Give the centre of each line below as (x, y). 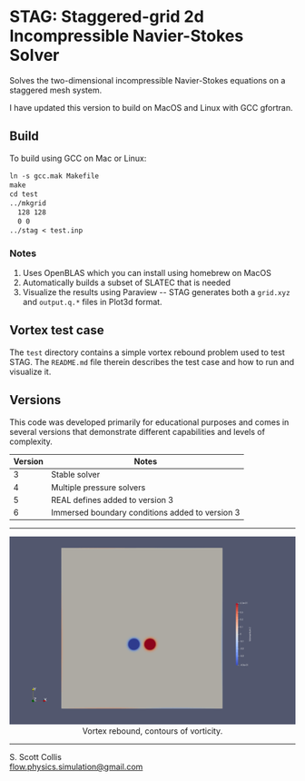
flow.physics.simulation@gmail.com (76, 767)
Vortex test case (57, 330)
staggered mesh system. (56, 90)
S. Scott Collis (35, 757)
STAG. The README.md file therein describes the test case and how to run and (152, 361)
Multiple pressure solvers (98, 487)
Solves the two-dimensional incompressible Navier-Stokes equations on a (148, 80)
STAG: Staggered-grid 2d (107, 17)
